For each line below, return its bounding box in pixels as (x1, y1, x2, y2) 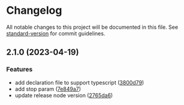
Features (6, 65, 33, 74)
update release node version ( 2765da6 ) (14, 91, 113, 99)
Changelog (6, 4, 62, 17)
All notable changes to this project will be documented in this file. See (6, 23, 179, 31)
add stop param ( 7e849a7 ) (14, 85, 82, 92)
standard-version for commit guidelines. (6, 29, 105, 37)
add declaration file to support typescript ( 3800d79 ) (14, 79, 144, 86)
